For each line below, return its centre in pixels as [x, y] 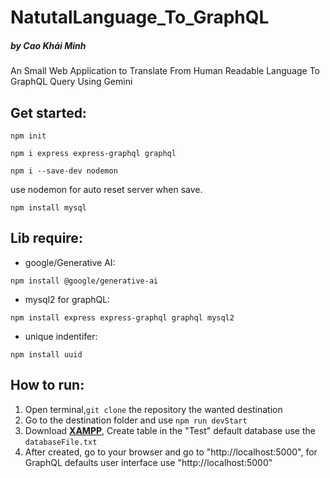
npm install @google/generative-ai [84, 281]
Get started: [48, 112]
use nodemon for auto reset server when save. [106, 189]
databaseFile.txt [61, 442]
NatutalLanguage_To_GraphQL [140, 17]
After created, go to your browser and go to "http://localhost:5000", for [171, 452]
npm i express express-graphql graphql [93, 153]
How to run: [47, 385]
